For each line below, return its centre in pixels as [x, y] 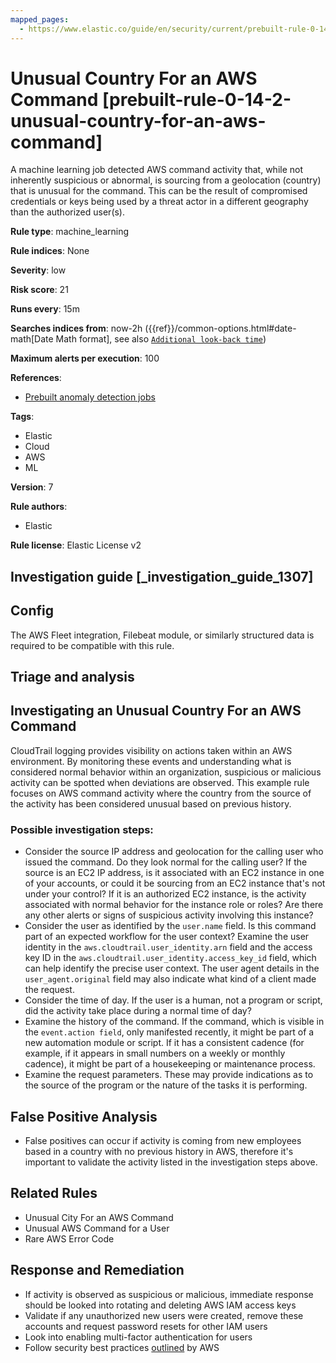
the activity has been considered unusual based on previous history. [151, 803]
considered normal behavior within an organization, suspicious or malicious [166, 772]
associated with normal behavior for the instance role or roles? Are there [174, 905]
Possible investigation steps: [82, 829]
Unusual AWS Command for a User [97, 1228]
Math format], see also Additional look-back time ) [161, 339]
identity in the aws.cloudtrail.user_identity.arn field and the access [168, 947]
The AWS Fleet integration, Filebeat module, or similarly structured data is [162, 635]
